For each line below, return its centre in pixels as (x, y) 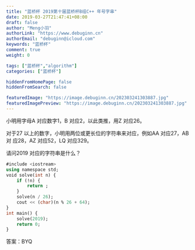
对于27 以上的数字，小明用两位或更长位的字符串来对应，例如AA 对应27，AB (97, 133)
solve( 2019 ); (32, 219)
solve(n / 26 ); (35, 197)
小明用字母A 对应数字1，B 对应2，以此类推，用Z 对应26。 (76, 120)
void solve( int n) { (31, 175)
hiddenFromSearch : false (36, 87)
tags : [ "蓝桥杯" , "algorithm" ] (42, 66)
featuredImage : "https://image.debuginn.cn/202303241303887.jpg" (87, 98)
